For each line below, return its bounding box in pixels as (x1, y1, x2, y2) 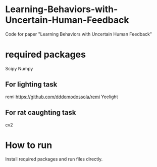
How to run (5, 139, 53, 151)
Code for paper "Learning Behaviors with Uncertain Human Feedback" (5, 31, 152, 37)
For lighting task (5, 80, 58, 89)
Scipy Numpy (5, 65, 33, 71)
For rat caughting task (5, 108, 77, 117)
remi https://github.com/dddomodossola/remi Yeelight (5, 94, 118, 100)
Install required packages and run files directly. (5, 156, 103, 162)
